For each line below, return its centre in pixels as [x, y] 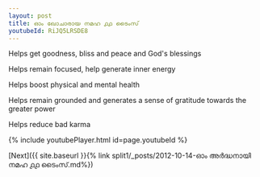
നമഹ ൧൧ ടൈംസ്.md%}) [51, 165]
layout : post [30, 16]
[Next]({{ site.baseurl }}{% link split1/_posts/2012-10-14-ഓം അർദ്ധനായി [130, 156]
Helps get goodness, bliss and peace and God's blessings [105, 54]
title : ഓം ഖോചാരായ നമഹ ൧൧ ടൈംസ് [73, 23]
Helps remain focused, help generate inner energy [92, 69]
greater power [32, 109]
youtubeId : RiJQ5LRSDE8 [48, 31]
